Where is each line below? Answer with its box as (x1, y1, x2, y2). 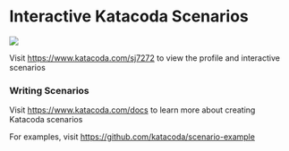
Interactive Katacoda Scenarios (9, 6, 249, 27)
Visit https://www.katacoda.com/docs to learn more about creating (9, 105, 256, 115)
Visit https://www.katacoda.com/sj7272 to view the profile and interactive (9, 52, 280, 63)
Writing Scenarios (9, 84, 89, 96)
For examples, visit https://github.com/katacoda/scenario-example (9, 131, 255, 142)
